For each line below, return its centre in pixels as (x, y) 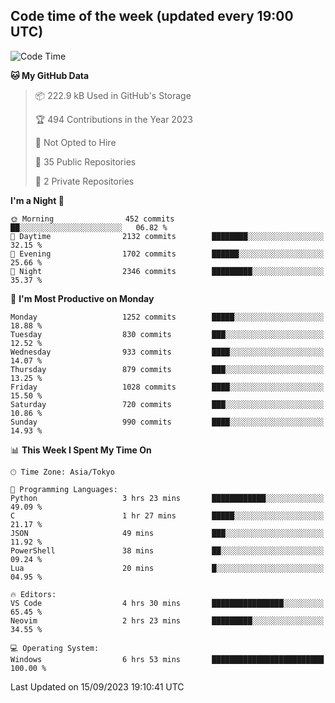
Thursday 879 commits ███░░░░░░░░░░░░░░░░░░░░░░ (167, 369)
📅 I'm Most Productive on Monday (82, 298)
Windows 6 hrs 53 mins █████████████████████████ (167, 659)
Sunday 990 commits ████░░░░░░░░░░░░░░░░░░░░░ (167, 422)
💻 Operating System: (55, 648)
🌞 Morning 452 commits (92, 219)
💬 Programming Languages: (64, 489)
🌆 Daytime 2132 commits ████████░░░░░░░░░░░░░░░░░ (167, 236)
